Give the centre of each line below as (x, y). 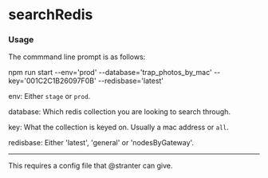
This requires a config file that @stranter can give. (91, 166)
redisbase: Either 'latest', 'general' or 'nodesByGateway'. (101, 143)
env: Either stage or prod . (49, 97)
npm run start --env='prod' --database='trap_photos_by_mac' (110, 73)
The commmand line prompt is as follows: (77, 57)
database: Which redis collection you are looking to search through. (120, 112)
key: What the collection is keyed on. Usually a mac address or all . (118, 127)
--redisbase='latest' (131, 81)
